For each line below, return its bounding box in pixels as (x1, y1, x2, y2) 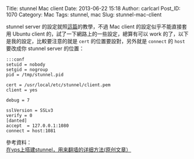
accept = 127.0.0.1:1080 (6, 123, 69, 129)
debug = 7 (6, 97, 30, 103)
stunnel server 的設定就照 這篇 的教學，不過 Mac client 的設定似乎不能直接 (6, 23, 182, 30)
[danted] (6, 118, 27, 123)
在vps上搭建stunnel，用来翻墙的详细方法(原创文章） (6, 146, 132, 153)
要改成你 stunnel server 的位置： (6, 45, 84, 52)
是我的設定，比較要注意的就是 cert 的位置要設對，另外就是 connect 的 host (6, 38, 185, 44)
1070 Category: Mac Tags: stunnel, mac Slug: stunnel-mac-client (6, 11, 162, 18)
